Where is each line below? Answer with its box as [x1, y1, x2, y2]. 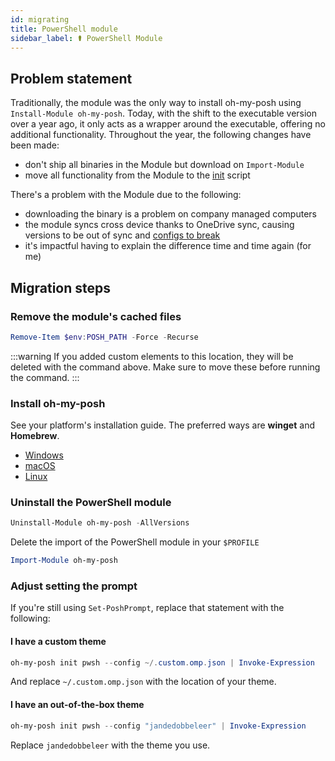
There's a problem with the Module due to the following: [10, 189, 242, 201]
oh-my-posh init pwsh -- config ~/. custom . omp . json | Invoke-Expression [10, 657, 315, 668]
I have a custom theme [10, 635, 107, 647]
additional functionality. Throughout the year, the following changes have [10, 129, 312, 141]
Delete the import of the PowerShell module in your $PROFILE [10, 536, 260, 548]
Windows [24, 449, 64, 461]
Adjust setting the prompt [10, 579, 138, 593]
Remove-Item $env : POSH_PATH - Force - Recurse [10, 332, 199, 342]
